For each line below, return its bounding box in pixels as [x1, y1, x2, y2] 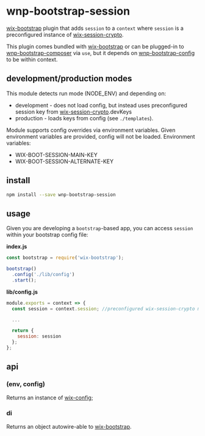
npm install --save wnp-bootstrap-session [6, 191, 116, 198]
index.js [6, 243, 27, 250]
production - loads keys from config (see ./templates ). [15, 114, 154, 122]
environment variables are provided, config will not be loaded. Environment [6, 133, 195, 140]
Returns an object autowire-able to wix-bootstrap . [6, 423, 132, 430]
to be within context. [6, 56, 58, 63]
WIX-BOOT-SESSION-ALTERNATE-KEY [15, 158, 114, 165]
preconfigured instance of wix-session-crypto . [6, 31, 124, 38]
